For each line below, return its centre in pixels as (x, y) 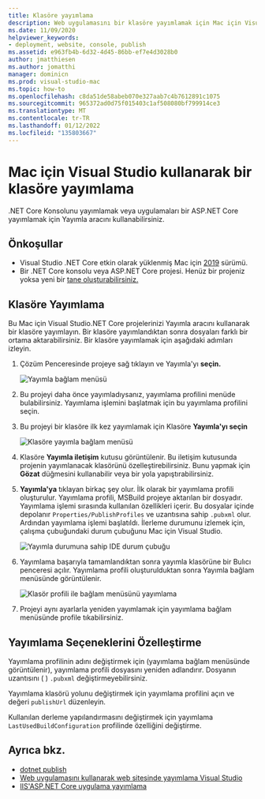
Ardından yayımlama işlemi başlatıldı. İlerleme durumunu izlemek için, (132, 523)
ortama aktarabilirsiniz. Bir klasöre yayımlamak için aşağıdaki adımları (121, 340)
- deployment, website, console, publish (77, 45)
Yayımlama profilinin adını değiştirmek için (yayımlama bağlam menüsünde (129, 661)
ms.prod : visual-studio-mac (54, 81)
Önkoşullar (35, 244)
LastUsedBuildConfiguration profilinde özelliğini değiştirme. (105, 726)
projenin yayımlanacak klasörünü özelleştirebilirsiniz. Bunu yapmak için (135, 466)
